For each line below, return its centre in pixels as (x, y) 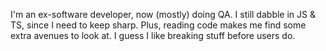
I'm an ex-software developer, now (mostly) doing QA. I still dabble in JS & (163, 14)
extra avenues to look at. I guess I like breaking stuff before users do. (153, 35)
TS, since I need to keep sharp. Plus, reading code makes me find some (158, 25)
